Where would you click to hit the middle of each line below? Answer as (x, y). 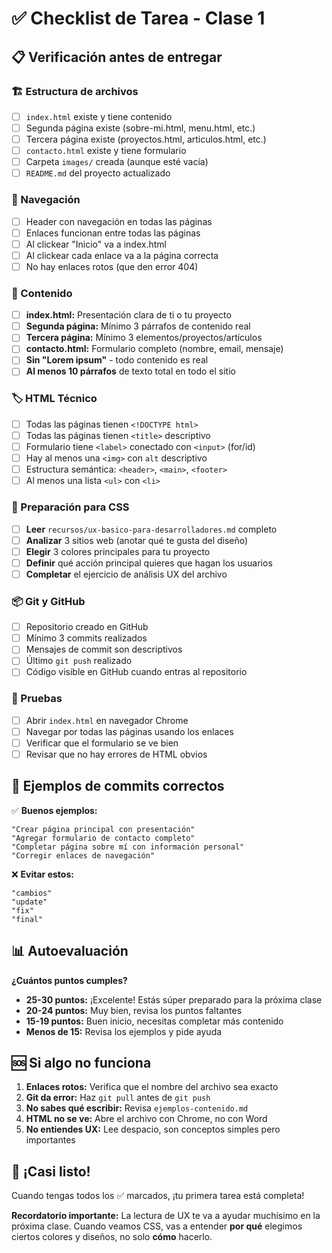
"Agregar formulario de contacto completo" (103, 838)
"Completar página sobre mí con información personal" (128, 847)
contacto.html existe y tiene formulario (106, 151)
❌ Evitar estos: (42, 874)
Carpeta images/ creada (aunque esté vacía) (117, 162)
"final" (27, 919)
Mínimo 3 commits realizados (86, 638)
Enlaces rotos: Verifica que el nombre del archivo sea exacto (152, 1087)
